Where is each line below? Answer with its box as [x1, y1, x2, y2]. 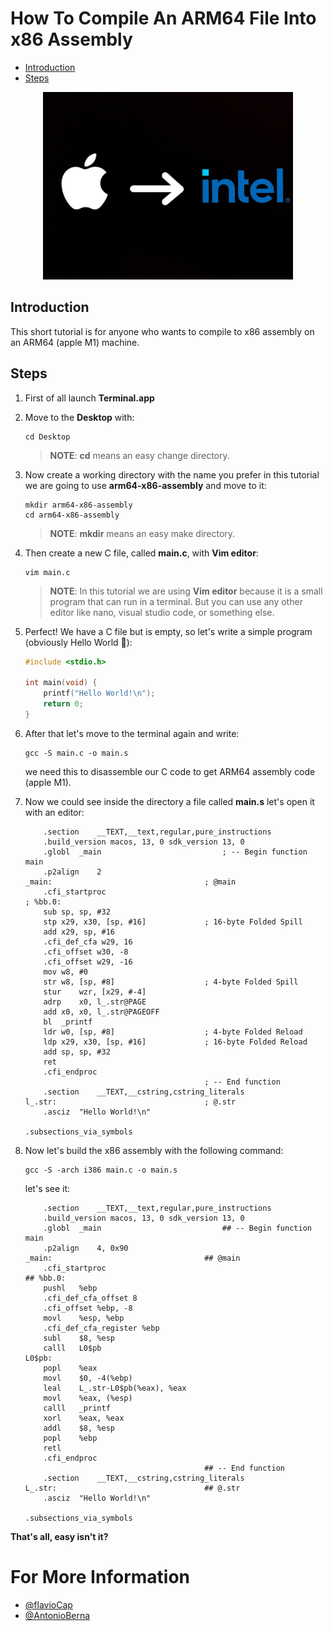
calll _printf [43, 1403, 111, 1413]
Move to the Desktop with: [24, 411, 135, 423]
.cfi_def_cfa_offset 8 [43, 1293, 138, 1303]
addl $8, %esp [43, 1423, 115, 1433]
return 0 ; [43, 699, 84, 709]
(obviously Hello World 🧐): [24, 636, 133, 648]
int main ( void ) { [24, 678, 98, 688]
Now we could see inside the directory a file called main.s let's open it [24, 795, 315, 807]
